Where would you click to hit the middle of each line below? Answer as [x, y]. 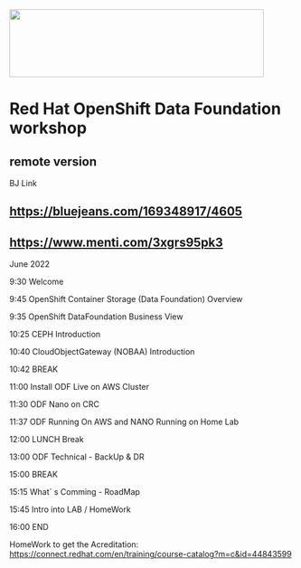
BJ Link [24, 183]
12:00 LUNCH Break [47, 440]
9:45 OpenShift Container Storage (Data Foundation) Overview [126, 299]
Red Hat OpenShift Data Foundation [146, 109]
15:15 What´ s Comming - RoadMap [75, 492]
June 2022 [30, 264]
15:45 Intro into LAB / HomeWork [70, 509]
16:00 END [29, 527]
